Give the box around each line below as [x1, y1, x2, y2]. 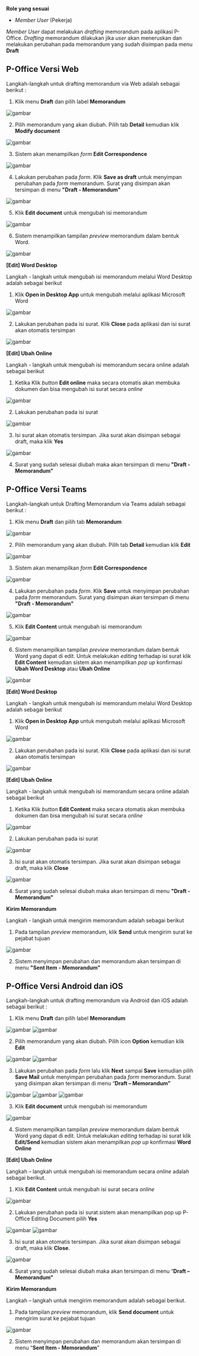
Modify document [14, 127, 61, 134]
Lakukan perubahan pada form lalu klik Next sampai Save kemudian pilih [14, 1067, 194, 1075]
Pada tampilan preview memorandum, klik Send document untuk [14, 1308, 174, 1316]
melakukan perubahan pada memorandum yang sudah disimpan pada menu [6, 41, 193, 48]
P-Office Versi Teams [6, 484, 87, 494]
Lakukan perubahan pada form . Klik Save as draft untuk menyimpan [14, 173, 182, 180]
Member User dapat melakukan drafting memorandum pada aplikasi [6, 28, 173, 35]
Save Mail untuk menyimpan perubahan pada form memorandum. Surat [14, 1073, 191, 1081]
